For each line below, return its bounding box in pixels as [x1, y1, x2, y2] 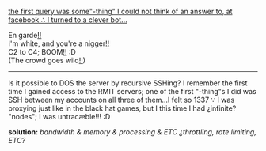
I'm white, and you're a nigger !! [8, 39, 110, 48]
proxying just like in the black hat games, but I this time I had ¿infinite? [8, 104, 237, 113]
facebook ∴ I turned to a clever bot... [8, 15, 128, 25]
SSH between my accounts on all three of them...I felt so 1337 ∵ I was [8, 95, 235, 104]
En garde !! [8, 31, 42, 40]
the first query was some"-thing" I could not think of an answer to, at [8, 7, 233, 16]
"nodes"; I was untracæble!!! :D [8, 112, 111, 121]
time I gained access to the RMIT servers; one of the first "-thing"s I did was [8, 87, 257, 96]
